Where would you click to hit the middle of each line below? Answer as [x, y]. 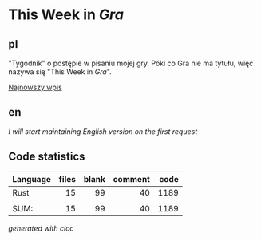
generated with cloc [41, 228]
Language [32, 179]
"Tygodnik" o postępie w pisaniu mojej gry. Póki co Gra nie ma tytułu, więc [131, 63]
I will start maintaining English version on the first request [103, 131]
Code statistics [47, 157]
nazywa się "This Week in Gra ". [60, 72]
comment [131, 179]
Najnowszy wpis [35, 87]
